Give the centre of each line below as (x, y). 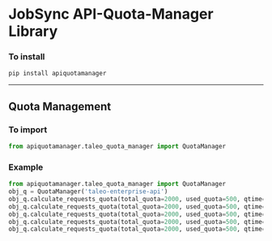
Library (33, 31)
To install (27, 57)
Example (26, 167)
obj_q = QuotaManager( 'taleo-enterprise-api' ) (88, 192)
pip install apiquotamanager (57, 74)
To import (28, 129)
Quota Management (60, 106)
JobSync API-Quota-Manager (111, 14)
